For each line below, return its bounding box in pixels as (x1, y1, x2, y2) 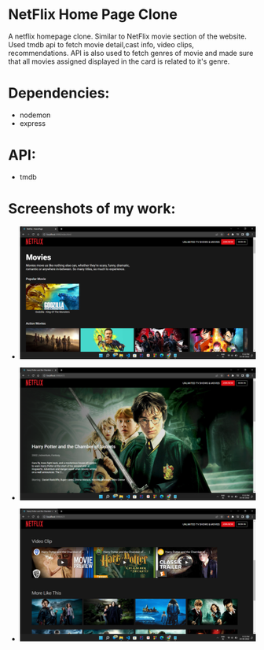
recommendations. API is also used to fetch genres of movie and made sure (8, 48, 254, 57)
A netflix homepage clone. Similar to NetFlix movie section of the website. (8, 31, 247, 41)
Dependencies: (8, 84, 110, 102)
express (19, 118, 46, 127)
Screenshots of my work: (8, 200, 176, 217)
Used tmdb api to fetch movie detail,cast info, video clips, (8, 39, 195, 49)
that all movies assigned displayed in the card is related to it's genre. (8, 57, 230, 66)
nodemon (19, 110, 51, 120)
